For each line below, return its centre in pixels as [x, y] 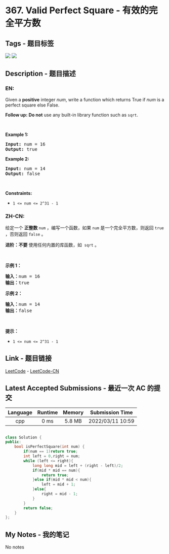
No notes [15, 547]
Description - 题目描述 [40, 74]
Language [20, 412]
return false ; [38, 508]
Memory [73, 412]
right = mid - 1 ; [60, 494]
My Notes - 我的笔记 [37, 534]
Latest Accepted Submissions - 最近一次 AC [75, 388]
